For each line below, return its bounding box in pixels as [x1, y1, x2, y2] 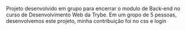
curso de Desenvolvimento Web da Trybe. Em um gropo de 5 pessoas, [6, 11, 177, 18]
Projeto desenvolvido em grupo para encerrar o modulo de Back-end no [6, 5, 181, 12]
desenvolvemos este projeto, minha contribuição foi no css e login [6, 18, 167, 24]
